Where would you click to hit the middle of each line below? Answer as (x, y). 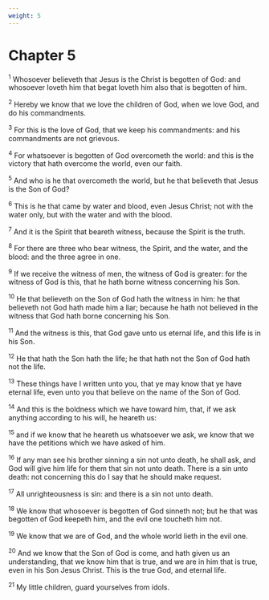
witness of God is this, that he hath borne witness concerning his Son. (124, 282)
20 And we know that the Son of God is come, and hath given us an (119, 552)
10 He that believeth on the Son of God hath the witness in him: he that (124, 298)
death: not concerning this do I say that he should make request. (115, 477)
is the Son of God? (39, 189)
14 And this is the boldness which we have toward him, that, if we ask (122, 408)
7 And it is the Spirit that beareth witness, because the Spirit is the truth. (127, 231)
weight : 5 (25, 16)
